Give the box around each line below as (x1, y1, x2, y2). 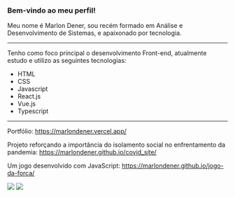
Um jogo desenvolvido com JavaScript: (7, 161, 121, 170)
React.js (17, 92, 41, 101)
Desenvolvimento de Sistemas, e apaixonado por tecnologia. (7, 29, 182, 37)
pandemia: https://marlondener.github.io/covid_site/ (7, 148, 157, 156)
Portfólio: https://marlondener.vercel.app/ (7, 127, 127, 136)
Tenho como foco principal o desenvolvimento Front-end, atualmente (7, 49, 207, 57)
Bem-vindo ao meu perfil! (7, 6, 97, 15)
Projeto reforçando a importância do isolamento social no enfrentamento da (7, 140, 226, 149)
